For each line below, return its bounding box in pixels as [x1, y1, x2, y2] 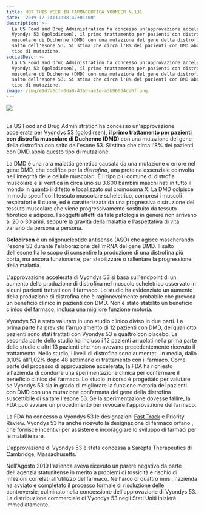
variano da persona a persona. [6, 224, 83, 231]
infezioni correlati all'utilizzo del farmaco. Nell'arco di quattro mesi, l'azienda [6, 475, 197, 482]
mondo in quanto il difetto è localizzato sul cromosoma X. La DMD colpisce [6, 186, 194, 193]
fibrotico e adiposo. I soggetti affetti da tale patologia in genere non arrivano [6, 211, 197, 218]
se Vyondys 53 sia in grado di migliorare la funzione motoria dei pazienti [6, 381, 187, 389]
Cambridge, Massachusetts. [6, 450, 77, 458]
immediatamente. [6, 501, 50, 508]
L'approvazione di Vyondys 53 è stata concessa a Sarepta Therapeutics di [6, 444, 192, 451]
